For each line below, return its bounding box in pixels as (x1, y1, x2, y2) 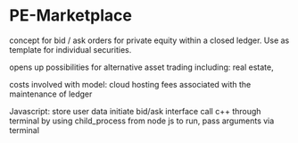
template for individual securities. (9, 44, 132, 55)
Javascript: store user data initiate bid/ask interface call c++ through (9, 105, 261, 116)
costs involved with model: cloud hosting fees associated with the (9, 79, 252, 89)
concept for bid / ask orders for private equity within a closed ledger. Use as (9, 35, 290, 46)
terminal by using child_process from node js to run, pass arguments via (9, 115, 275, 126)
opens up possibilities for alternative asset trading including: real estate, (9, 62, 274, 72)
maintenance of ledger (9, 88, 93, 99)
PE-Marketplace (9, 5, 132, 26)
